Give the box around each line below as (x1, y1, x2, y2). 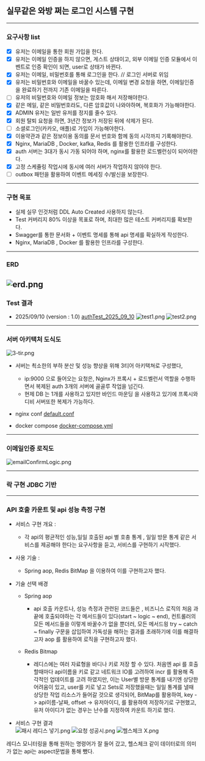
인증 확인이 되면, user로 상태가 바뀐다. (31, 63, 123, 70)
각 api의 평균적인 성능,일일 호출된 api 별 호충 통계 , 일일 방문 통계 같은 (24, 533, 190, 541)
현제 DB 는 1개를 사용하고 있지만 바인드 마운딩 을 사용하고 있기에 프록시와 (24, 391, 198, 398)
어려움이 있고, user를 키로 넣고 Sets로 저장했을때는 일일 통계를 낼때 (33, 683, 194, 691)
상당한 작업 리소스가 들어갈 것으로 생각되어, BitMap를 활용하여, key (33, 691, 193, 699)
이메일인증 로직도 (6, 444, 54, 453)
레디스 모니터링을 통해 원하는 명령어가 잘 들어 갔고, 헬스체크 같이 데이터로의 (6, 740, 185, 748)
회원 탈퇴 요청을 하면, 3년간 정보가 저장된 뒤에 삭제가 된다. (15, 117, 154, 124)
